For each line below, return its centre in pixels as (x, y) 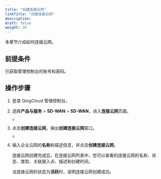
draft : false (18, 23)
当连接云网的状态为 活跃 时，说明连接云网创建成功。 (63, 171)
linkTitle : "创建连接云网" (30, 14)
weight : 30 (16, 28)
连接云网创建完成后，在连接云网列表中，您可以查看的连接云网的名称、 (82, 155)
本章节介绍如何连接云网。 (30, 42)
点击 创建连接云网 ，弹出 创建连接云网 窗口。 (54, 128)
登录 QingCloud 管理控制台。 (41, 100)
